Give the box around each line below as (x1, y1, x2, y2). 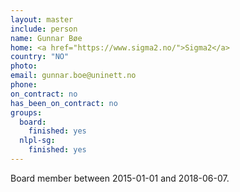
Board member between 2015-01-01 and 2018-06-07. (10, 172, 230, 184)
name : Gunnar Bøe (10, 33, 83, 43)
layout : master (10, 14, 74, 25)
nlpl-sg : (19, 136, 56, 146)
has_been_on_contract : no (10, 98, 118, 108)
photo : (10, 61, 38, 71)
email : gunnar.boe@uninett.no (10, 71, 137, 81)
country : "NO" (10, 52, 70, 62)
